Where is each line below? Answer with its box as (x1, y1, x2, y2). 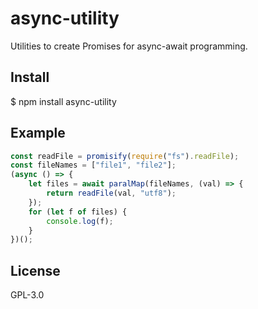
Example (10, 125, 66, 142)
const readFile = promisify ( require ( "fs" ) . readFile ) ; (10, 151, 240, 161)
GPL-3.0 (10, 289, 45, 301)
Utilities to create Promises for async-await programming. (10, 40, 248, 52)
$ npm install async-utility (10, 95, 117, 107)
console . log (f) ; (46, 216, 114, 226)
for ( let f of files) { (28, 207, 128, 217)
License (10, 262, 61, 279)
